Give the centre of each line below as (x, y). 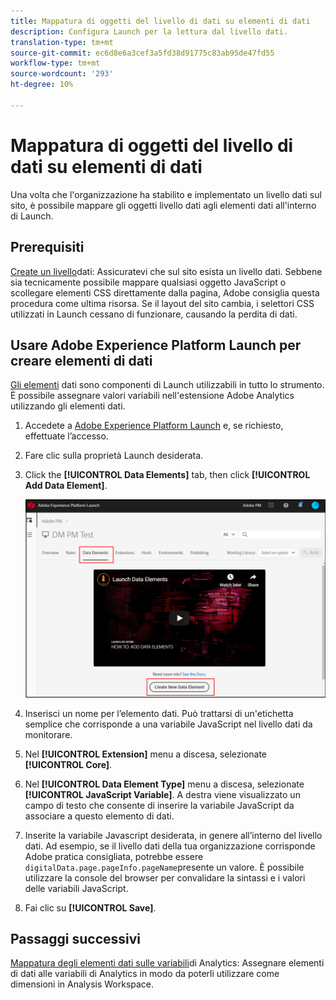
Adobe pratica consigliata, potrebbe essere (114, 856)
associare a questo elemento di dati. (99, 816)
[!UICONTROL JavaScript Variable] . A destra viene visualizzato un (162, 794)
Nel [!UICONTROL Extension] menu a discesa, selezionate (146, 754)
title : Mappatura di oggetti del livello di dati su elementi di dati (160, 21)
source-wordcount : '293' (62, 74)
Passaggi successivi (76, 938)
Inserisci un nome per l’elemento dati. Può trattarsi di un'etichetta (159, 713)
